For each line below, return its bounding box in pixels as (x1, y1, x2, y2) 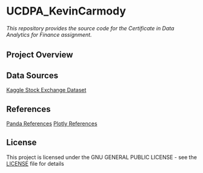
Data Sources (6, 70, 59, 80)
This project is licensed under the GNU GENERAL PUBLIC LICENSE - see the (6, 153, 197, 161)
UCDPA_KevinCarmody (6, 4, 126, 18)
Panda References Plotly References (6, 120, 98, 128)
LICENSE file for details (6, 160, 65, 167)
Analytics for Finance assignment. (6, 31, 92, 38)
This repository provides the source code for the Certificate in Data (6, 24, 175, 31)
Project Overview (6, 50, 73, 60)
